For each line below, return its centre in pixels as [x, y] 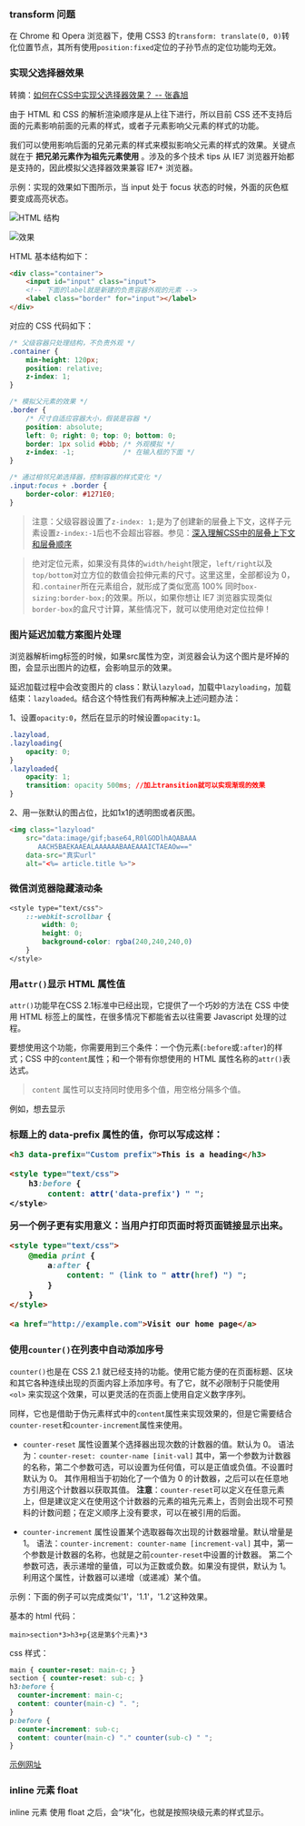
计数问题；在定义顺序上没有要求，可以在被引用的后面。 [142, 1512]
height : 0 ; [63, 933]
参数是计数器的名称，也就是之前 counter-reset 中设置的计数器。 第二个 [162, 1554]
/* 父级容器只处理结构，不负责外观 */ [73, 343]
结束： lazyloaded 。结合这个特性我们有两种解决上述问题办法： [125, 699]
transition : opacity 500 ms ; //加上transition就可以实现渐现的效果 [146, 786]
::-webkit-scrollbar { [69, 916]
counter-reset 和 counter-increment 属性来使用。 [98, 1425]
